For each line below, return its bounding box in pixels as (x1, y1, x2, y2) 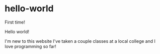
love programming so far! (4, 43, 57, 49)
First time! (4, 19, 25, 25)
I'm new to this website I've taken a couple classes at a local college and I (4, 38, 156, 44)
